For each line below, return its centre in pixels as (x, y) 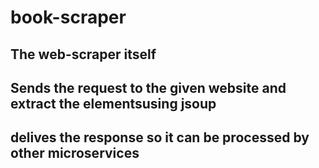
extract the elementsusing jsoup (113, 103)
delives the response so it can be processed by (160, 137)
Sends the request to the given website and (148, 87)
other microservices (75, 153)
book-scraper (68, 17)
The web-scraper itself (83, 54)
